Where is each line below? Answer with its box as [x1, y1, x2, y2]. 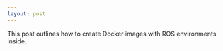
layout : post [7, 10, 46, 17]
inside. [7, 36, 27, 45]
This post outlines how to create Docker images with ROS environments [7, 29, 217, 38]
